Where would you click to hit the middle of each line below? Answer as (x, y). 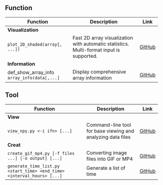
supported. (85, 56)
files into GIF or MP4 (110, 159)
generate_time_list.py (33, 166)
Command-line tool (109, 125)
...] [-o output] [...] (35, 158)
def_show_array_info (31, 72)
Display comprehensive (99, 71)
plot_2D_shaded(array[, (35, 44)
